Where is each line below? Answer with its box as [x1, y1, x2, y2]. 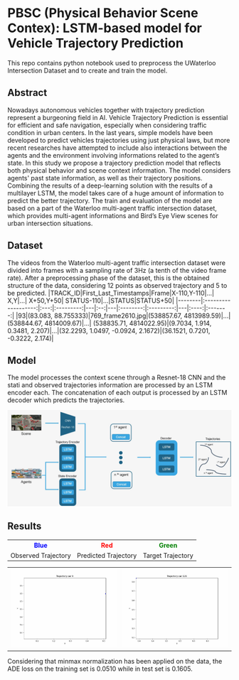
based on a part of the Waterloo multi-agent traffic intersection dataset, [7, 204, 217, 212]
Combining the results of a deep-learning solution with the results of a [7, 181, 213, 190]
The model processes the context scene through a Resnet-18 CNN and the [7, 373, 226, 382]
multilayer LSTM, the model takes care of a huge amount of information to [7, 188, 224, 197]
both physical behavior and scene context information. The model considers [7, 166, 231, 175]
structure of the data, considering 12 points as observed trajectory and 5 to [7, 281, 228, 289]
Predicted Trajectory [77, 551, 137, 559]
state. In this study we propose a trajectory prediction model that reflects [7, 158, 221, 167]
